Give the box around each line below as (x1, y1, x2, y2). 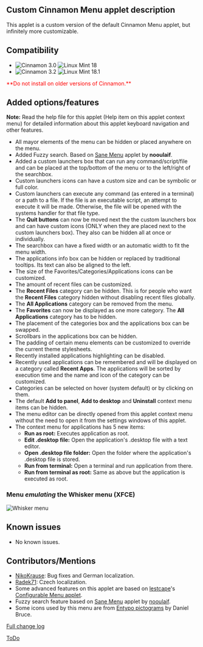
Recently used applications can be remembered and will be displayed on (15, 359, 198, 366)
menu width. (15, 248, 47, 256)
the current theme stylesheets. (15, 346, 92, 353)
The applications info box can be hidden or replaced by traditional (15, 255, 181, 262)
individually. (15, 235, 46, 243)
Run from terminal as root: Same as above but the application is (24, 469, 185, 476)
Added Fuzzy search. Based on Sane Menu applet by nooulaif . (15, 151, 173, 159)
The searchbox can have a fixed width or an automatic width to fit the (15, 242, 190, 249)
